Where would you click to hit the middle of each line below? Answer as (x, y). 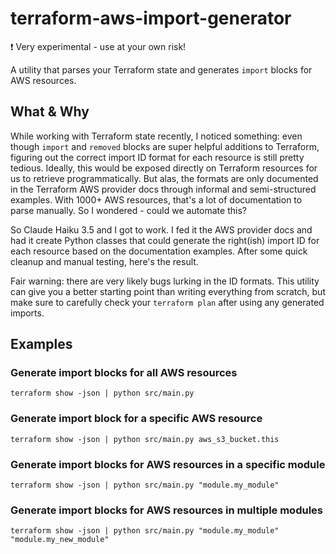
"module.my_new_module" (60, 540)
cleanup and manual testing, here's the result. (104, 261)
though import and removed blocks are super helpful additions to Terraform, (165, 146)
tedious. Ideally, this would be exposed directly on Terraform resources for (164, 168)
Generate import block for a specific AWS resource (136, 419)
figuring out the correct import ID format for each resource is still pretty (157, 157)
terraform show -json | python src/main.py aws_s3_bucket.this (145, 439)
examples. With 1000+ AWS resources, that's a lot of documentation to (156, 199)
